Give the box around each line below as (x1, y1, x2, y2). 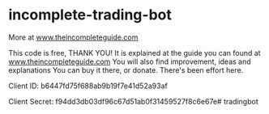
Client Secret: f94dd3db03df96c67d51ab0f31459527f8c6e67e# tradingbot (8, 96, 258, 106)
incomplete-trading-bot (8, 6, 172, 24)
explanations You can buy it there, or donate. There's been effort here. (8, 65, 244, 74)
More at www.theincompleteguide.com (8, 32, 139, 42)
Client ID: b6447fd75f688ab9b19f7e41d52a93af (8, 81, 168, 91)
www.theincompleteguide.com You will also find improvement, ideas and (8, 57, 251, 66)
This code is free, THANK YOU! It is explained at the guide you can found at (8, 48, 261, 57)
